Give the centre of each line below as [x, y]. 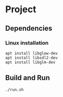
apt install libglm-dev [30, 62]
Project [21, 9]
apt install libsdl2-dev [31, 58]
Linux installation [27, 43]
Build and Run [27, 78]
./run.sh [14, 90]
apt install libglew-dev [31, 53]
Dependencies [29, 28]
